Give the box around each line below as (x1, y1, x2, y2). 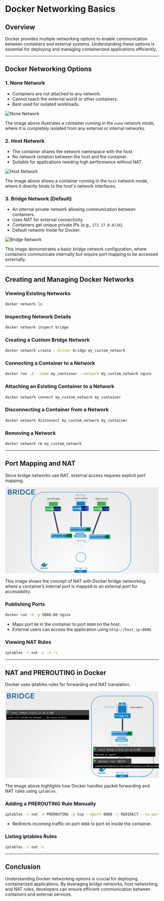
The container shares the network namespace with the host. (12, 148, 134, 154)
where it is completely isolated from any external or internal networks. (5, 125, 145, 131)
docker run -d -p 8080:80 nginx (5, 613, 71, 617)
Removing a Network (5, 429, 56, 436)
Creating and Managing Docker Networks (5, 275, 134, 284)
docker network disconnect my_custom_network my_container (5, 418, 128, 423)
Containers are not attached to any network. (12, 90, 102, 96)
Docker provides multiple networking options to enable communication (5, 36, 148, 42)
